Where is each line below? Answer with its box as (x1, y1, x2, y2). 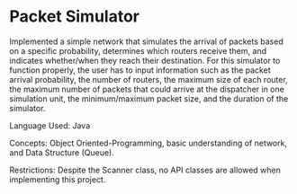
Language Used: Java (9, 119, 91, 131)
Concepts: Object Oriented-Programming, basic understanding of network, (9, 137, 288, 148)
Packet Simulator (9, 6, 139, 27)
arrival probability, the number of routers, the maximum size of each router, (9, 74, 288, 84)
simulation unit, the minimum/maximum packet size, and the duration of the (9, 93, 289, 104)
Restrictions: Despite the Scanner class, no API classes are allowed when (9, 164, 281, 175)
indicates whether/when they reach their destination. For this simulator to (9, 55, 281, 66)
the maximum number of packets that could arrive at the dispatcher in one (9, 84, 285, 94)
